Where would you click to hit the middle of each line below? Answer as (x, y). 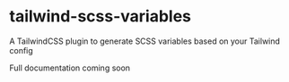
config (21, 50)
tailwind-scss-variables (100, 16)
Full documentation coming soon (70, 68)
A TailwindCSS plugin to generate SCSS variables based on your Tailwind (145, 41)
